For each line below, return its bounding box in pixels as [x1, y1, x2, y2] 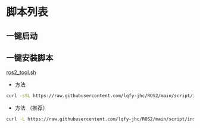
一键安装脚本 [6, 53, 54, 63]
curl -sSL [6, 93, 31, 99]
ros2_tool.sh [6, 69, 37, 76]
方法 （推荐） [14, 104, 48, 111]
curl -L [6, 116, 26, 122]
